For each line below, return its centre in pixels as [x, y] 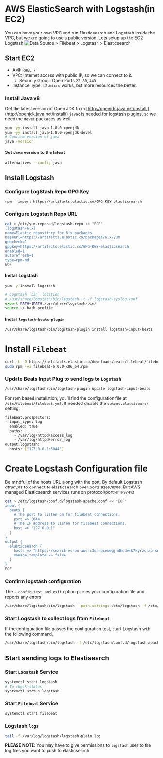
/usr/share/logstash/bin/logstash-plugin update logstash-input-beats [78, 389]
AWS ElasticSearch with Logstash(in [80, 9]
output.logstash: [23, 445]
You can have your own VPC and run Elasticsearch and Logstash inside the [80, 33]
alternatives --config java [33, 163]
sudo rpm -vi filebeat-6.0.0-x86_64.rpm [47, 366]
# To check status [24, 686]
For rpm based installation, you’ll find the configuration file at [66, 398]
